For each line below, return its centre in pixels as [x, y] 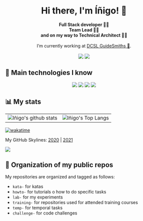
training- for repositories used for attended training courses [75, 202]
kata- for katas [28, 186]
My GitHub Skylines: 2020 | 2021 [39, 139]
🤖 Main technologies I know [49, 73]
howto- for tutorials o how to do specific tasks [59, 192]
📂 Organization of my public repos [59, 165]
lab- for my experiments [38, 197]
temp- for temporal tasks [37, 208]
